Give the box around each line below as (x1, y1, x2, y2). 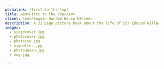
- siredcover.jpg (9, 30, 45, 34)
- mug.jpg (9, 52, 29, 57)
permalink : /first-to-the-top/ (5, 7, 69, 12)
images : (5, 25, 21, 30)
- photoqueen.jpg (9, 48, 45, 52)
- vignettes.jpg (9, 43, 42, 48)
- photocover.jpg (9, 34, 45, 39)
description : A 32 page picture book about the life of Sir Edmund (5, 20, 145, 26)
